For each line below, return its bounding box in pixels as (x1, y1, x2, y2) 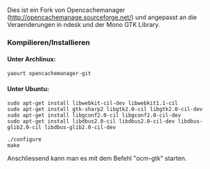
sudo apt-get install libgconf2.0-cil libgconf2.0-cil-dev (7, 112, 182, 119)
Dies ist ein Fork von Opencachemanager (7, 6, 125, 14)
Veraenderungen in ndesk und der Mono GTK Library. (7, 21, 161, 28)
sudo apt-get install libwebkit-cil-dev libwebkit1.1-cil (7, 100, 178, 107)
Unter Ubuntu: (7, 84, 50, 92)
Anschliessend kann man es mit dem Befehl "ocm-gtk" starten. (7, 155, 187, 163)
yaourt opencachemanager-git (7, 70, 91, 77)
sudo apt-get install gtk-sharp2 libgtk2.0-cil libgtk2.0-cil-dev (7, 106, 203, 113)
